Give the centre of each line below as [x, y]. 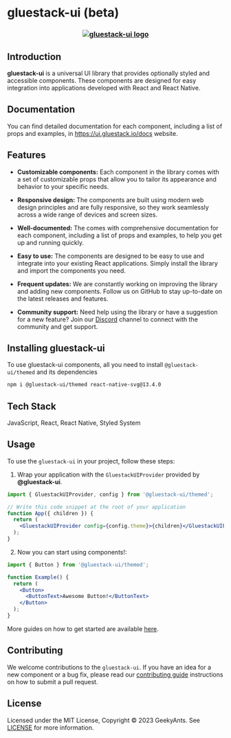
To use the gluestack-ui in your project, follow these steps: [91, 461]
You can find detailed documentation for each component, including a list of [115, 126]
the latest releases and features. [63, 299]
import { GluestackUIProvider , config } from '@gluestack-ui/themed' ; [110, 495]
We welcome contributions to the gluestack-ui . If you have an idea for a [109, 667]
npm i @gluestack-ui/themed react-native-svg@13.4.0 [84, 385]
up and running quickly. [51, 242]
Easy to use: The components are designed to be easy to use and [111, 256]
